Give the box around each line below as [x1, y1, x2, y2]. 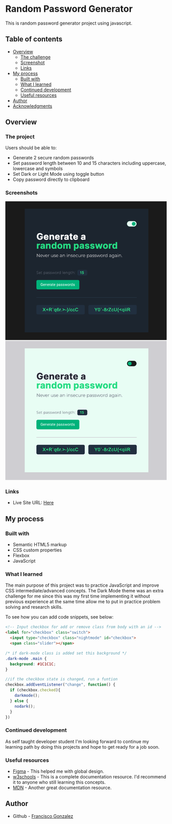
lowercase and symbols [12, 166, 63, 172]
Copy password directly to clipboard [12, 176, 90, 182]
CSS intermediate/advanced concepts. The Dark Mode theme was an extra [5, 588, 164, 594]
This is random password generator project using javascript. [5, 20, 133, 26]
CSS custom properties [12, 547, 62, 553]
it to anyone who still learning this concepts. [12, 779, 106, 786]
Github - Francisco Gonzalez [12, 813, 73, 819]
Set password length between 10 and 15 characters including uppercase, [12, 160, 166, 167]
